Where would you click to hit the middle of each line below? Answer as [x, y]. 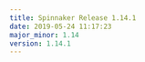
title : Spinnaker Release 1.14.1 [73, 18]
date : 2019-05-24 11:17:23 [61, 26]
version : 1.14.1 [40, 43]
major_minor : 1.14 [44, 35]
